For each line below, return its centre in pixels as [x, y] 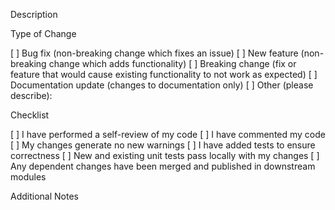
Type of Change [43, 33]
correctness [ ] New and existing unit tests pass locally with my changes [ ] [165, 155]
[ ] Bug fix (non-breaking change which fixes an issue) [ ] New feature [154, 53]
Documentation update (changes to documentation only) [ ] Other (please [162, 85]
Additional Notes [44, 196]
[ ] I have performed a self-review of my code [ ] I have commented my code [168, 134]
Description [34, 14]
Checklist [30, 115]
